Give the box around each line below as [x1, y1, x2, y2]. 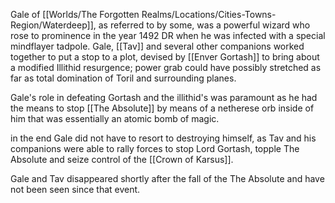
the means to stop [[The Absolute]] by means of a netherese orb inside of [10, 102, 315, 114]
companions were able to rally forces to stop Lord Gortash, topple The [10, 143, 300, 154]
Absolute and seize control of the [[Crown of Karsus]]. [10, 154, 234, 165]
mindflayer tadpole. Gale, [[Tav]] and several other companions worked [10, 40, 305, 52]
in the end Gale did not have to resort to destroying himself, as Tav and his [10, 132, 317, 144]
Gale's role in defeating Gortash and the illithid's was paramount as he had [10, 92, 318, 103]
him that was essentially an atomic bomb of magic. [10, 113, 220, 124]
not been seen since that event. [10, 184, 141, 195]
